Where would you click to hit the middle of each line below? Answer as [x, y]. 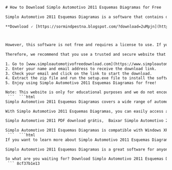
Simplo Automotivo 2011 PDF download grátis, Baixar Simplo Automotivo [84, 121]
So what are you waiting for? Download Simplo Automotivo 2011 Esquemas [84, 159]
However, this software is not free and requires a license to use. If [83, 45]
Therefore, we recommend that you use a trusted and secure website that [86, 54]
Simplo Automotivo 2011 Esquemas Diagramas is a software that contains [84, 17]
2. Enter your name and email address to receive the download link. [81, 69]
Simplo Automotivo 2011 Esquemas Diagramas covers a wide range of [79, 102]
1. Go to [15, 64]
